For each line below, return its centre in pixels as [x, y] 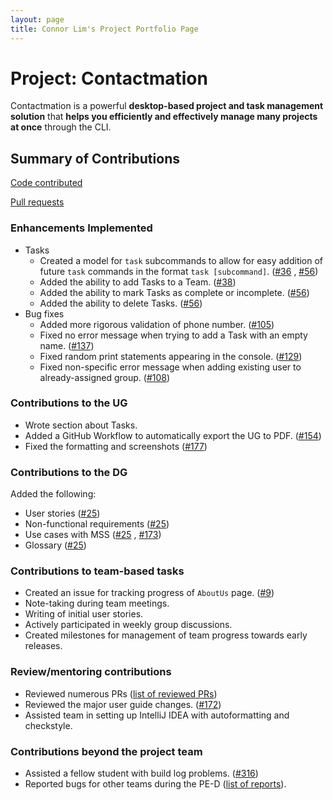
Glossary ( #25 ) [55, 545]
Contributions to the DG [69, 472]
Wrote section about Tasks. [81, 425]
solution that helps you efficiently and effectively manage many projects [164, 117]
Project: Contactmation [109, 78]
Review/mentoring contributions [91, 672]
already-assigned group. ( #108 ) [105, 377]
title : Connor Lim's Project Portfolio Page [104, 29]
